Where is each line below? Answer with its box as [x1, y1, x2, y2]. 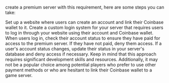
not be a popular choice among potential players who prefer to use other [5, 62, 156, 67]
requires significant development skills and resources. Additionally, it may [5, 56, 158, 62]
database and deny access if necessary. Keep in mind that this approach [5, 51, 156, 57]
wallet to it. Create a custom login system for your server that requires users [5, 24, 163, 30]
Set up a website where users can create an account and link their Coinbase [5, 19, 164, 25]
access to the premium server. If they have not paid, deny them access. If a [5, 40, 162, 46]
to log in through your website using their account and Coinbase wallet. [5, 30, 154, 35]
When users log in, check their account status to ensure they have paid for [5, 35, 160, 41]
